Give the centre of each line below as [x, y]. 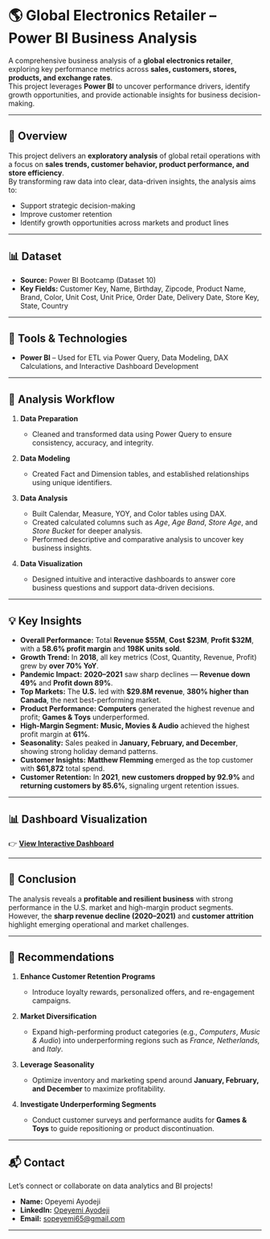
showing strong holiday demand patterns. [89, 751]
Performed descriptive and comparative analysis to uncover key [138, 540]
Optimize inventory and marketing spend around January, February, [145, 1080]
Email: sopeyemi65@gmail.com [72, 1219]
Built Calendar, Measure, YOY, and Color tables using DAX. [129, 514]
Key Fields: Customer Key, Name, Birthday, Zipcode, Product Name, [133, 288]
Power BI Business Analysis [103, 38]
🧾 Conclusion [42, 879]
